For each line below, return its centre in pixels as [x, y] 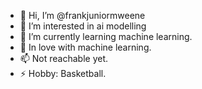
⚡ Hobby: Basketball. [63, 73]
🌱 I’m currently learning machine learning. [106, 36]
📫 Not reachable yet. [64, 58]
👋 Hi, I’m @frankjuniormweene [82, 15]
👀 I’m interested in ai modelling [83, 26]
